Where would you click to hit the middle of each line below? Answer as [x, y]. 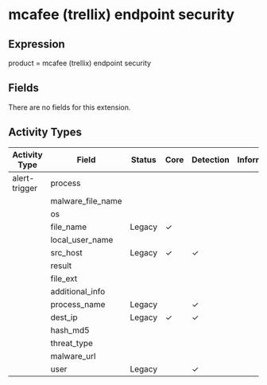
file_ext [64, 278]
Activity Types [45, 132]
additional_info [78, 291]
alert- [23, 178]
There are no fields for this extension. [70, 107]
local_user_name [82, 239]
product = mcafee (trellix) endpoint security [80, 63]
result [61, 266]
